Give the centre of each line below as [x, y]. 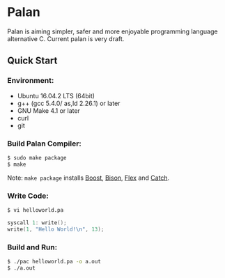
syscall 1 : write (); [37, 223]
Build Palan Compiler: [45, 144]
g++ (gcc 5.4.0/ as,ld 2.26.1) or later [69, 103]
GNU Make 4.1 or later [48, 110]
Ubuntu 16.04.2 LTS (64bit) [56, 95]
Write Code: [28, 196]
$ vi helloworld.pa [36, 210]
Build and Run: [32, 247]
